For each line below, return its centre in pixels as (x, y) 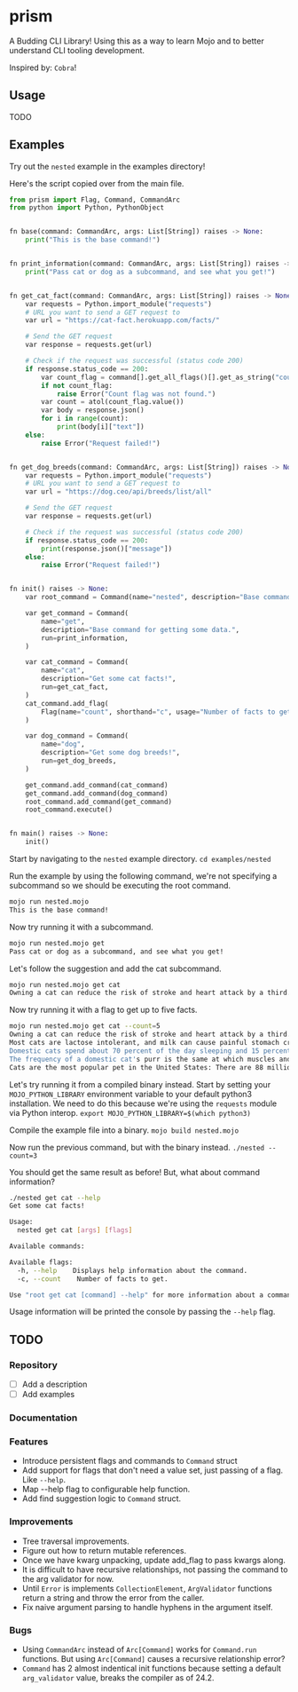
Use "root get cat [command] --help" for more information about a (137, 1295)
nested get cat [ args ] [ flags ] (75, 1230)
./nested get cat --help (55, 1198)
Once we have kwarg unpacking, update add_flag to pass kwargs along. (154, 1560)
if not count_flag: (77, 385)
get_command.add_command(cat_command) (97, 785)
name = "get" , (63, 621)
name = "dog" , (63, 744)
